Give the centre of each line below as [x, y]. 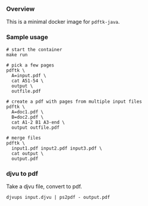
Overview [21, 9]
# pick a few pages [30, 65]
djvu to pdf [22, 173]
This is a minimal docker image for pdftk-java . [63, 22]
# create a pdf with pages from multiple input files [74, 102]
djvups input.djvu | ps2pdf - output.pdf [58, 197]
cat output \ [28, 153]
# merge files [24, 138]
